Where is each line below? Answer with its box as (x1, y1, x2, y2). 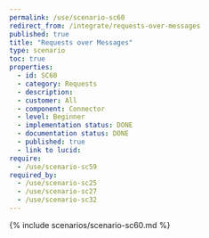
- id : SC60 (17, 71, 58, 80)
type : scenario (9, 46, 66, 55)
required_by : (9, 170, 58, 179)
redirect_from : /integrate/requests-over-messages (9, 21, 201, 30)
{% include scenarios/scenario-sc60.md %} (9, 219, 171, 230)
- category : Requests (17, 79, 98, 88)
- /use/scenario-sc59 (17, 162, 98, 171)
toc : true (9, 54, 46, 63)
